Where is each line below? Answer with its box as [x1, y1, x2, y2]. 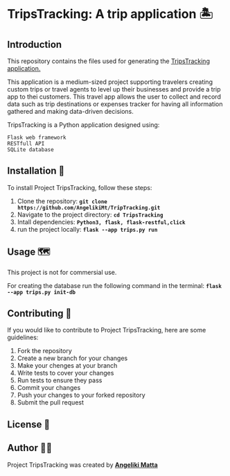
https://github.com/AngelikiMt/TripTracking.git [17, 204, 161, 211]
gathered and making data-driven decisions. [7, 108, 134, 115]
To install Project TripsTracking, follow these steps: [7, 183, 152, 192]
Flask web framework [7, 134, 67, 141]
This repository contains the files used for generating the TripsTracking [7, 57, 210, 65]
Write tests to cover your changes [17, 369, 114, 377]
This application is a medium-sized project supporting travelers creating [7, 78, 213, 86]
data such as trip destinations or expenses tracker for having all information [7, 100, 223, 108]
